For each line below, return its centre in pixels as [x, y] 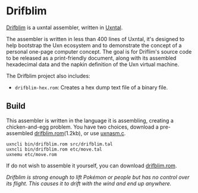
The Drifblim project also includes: [48, 76]
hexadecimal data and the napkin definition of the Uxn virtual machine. [93, 64]
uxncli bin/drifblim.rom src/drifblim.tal [59, 144]
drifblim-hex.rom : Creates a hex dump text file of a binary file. [91, 87]
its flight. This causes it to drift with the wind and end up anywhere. [89, 183]
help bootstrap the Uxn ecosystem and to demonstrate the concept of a [94, 45]
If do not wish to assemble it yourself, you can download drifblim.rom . [92, 166]
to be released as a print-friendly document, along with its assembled [91, 58]
